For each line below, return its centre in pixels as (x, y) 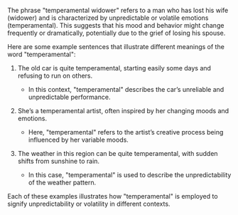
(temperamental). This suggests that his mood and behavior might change (116, 25)
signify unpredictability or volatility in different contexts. (89, 204)
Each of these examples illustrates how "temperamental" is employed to (113, 196)
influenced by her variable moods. (79, 140)
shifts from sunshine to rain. (59, 161)
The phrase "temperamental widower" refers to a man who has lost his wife (118, 10)
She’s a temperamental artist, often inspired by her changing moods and (123, 111)
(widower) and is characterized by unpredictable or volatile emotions (108, 18)
